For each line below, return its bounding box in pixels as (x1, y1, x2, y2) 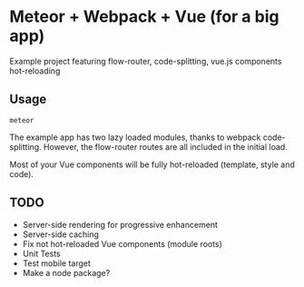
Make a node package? (22, 267, 111, 278)
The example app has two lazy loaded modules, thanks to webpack (9, 132, 261, 143)
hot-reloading (9, 65, 61, 76)
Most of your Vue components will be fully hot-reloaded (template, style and (9, 159, 295, 170)
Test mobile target (22, 257, 91, 269)
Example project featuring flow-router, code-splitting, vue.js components (9, 55, 282, 66)
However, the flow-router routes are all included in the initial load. (44, 141, 288, 152)
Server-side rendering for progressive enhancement (22, 219, 218, 230)
